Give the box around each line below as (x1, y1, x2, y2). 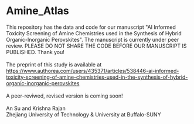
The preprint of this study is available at (6, 61, 102, 68)
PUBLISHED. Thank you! (6, 48, 64, 55)
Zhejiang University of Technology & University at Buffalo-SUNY (6, 110, 161, 118)
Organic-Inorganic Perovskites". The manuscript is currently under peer (6, 36, 179, 43)
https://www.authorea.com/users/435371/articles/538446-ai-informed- (6, 67, 179, 74)
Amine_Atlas (6, 4, 69, 18)
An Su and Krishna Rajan (6, 105, 66, 112)
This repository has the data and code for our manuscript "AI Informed (6, 24, 176, 31)
